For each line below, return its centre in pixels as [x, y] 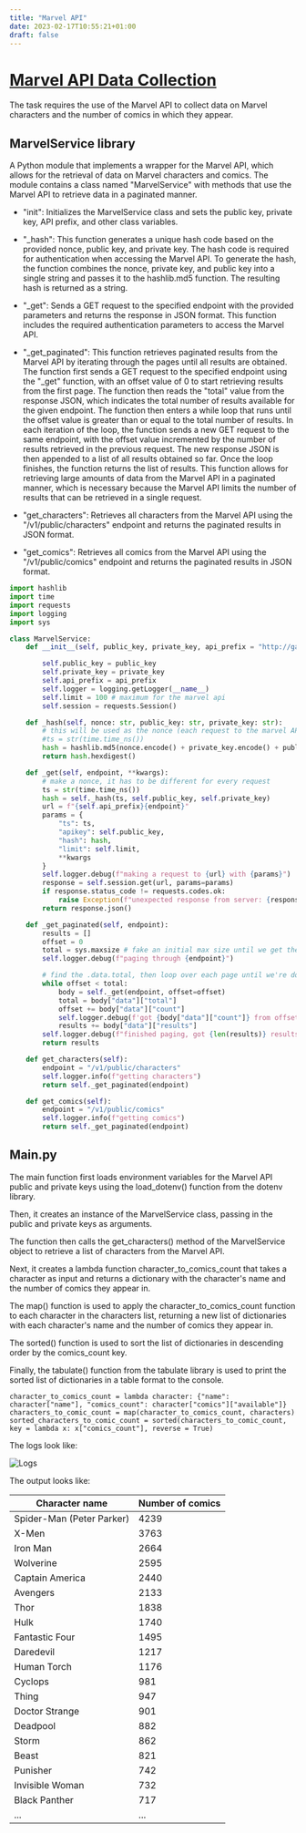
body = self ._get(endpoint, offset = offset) [142, 992]
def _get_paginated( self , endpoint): [97, 925]
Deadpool [35, 1725]
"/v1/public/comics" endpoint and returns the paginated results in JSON [157, 562]
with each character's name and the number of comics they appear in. [142, 1325]
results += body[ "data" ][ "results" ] [127, 1026]
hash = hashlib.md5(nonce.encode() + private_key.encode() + [161, 748]
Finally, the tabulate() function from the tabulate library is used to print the [148, 1370]
